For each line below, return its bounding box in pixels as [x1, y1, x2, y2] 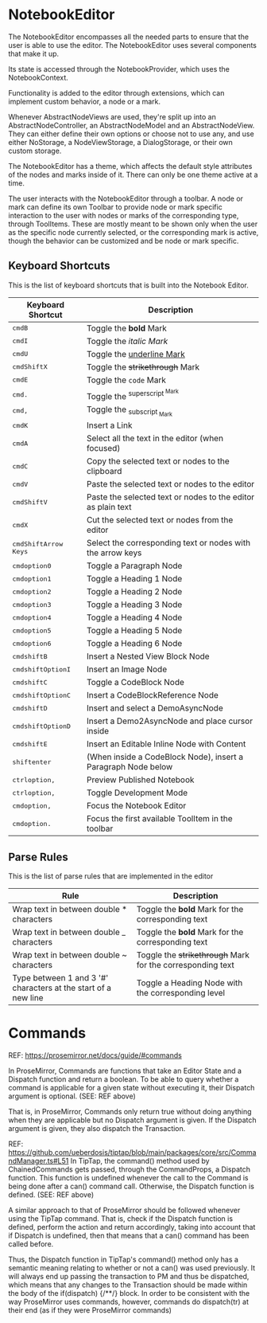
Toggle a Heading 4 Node [86, 612, 183, 623]
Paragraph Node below [86, 761, 173, 773]
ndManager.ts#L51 [8, 1157, 69, 1166]
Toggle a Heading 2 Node [86, 586, 183, 597]
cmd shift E [12, 739, 48, 748]
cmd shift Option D [12, 722, 72, 730]
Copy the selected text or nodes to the [86, 456, 230, 467]
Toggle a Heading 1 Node [86, 573, 183, 585]
